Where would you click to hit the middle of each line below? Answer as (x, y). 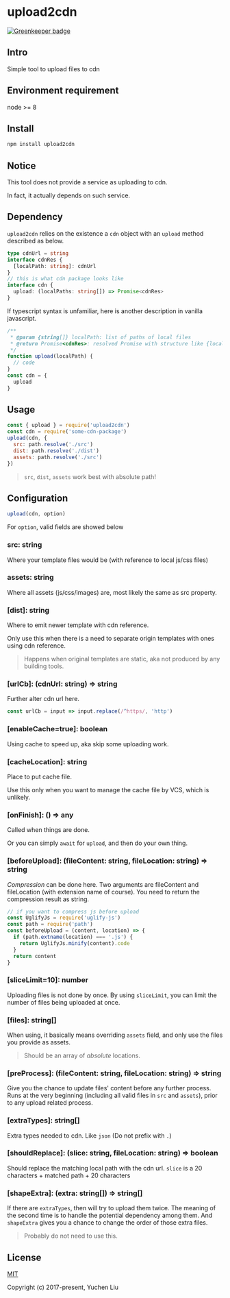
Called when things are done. (49, 830)
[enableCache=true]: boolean (57, 729)
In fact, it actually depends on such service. (69, 195)
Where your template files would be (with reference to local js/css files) (108, 560)
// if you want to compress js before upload (73, 911)
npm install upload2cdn (41, 145)
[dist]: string (28, 610)
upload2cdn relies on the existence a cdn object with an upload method (105, 233)
